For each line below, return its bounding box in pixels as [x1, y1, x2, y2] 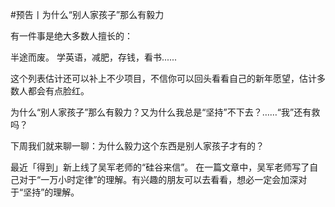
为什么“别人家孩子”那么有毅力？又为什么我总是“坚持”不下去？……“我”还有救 [10, 106, 321, 118]
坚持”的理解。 [23, 186, 80, 198]
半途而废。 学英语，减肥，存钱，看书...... [10, 51, 178, 63]
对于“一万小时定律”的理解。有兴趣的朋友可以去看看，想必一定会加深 [18, 174, 299, 185]
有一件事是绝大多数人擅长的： [10, 30, 133, 42]
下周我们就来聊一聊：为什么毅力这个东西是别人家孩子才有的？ [10, 140, 265, 152]
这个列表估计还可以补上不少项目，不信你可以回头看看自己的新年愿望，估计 [10, 73, 317, 84]
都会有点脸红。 [27, 85, 90, 97]
